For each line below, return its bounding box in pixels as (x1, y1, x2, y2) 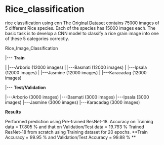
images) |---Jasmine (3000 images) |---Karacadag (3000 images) (5, 99, 140, 105)
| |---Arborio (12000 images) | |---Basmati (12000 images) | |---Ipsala (5, 64, 147, 70)
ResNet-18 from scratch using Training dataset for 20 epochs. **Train (5, 129, 148, 135)
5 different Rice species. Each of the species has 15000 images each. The (5, 25, 156, 31)
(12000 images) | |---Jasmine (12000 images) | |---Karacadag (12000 (5, 69, 147, 75)
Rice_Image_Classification (5, 45, 58, 51)
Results (5, 109, 21, 115)
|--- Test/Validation (5, 84, 46, 90)
